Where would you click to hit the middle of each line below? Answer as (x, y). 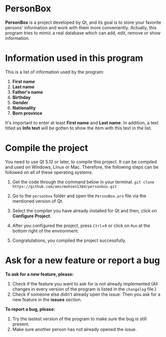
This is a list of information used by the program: (55, 72)
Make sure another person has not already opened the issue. (75, 329)
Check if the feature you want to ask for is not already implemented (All (85, 283)
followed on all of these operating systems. (49, 172)
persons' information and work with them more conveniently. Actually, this (81, 27)
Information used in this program (74, 58)
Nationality (24, 108)
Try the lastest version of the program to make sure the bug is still (80, 319)
